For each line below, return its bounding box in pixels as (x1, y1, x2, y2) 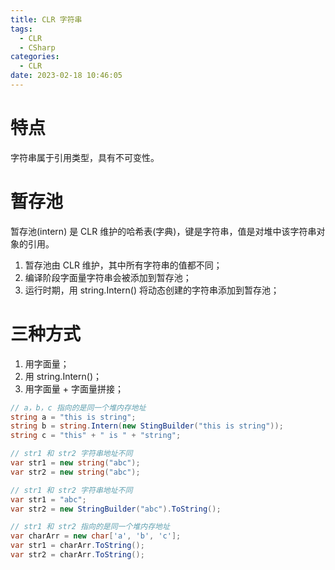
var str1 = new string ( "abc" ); (10, 458, 141, 468)
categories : (10, 52, 60, 62)
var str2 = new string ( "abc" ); (10, 467, 141, 477)
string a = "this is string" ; (10, 412, 137, 422)
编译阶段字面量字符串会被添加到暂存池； (24, 271, 192, 283)
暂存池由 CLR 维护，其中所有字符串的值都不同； (24, 259, 223, 271)
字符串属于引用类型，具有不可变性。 (10, 151, 160, 163)
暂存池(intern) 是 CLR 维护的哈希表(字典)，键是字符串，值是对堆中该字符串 (10, 225, 317, 237)
